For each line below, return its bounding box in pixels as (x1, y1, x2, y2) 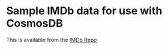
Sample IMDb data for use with (6, 4, 163, 18)
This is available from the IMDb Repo (6, 36, 97, 43)
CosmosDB (6, 17, 63, 30)
